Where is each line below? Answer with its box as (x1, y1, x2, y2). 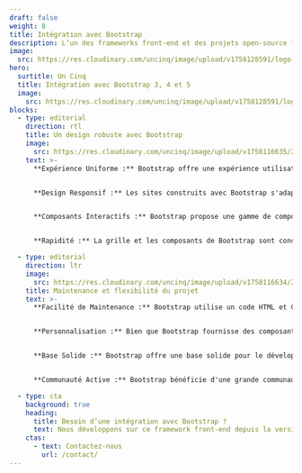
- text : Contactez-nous (32, 442, 123, 451)
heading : (25, 408, 58, 417)
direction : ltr (25, 261, 83, 270)
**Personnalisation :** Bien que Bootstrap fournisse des (32, 327, 255, 336)
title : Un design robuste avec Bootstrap (25, 131, 182, 140)
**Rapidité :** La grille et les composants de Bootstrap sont (32, 236, 276, 246)
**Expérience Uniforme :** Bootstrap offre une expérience (32, 164, 259, 173)
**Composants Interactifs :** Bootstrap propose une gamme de (32, 213, 271, 222)
